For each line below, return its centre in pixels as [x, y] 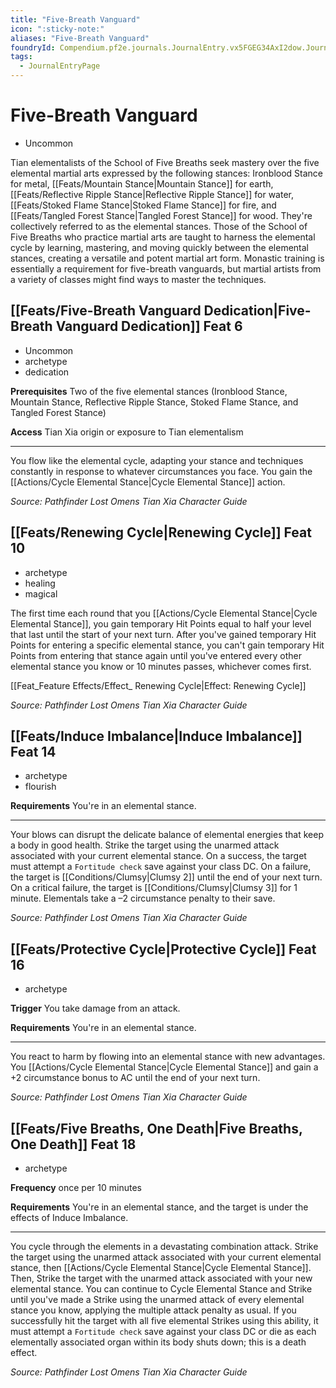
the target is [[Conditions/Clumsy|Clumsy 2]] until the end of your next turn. [166, 877]
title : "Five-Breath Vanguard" [75, 19]
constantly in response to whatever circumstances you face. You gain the [161, 471]
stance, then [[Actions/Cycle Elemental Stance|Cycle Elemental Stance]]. [161, 1267]
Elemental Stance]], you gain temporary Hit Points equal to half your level [161, 623]
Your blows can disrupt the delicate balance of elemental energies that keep [167, 835]
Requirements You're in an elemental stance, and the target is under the [159, 1207]
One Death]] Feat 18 [73, 1144]
